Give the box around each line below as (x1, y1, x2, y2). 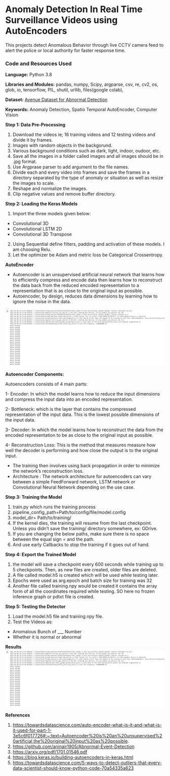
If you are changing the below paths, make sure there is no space (12, 531, 149, 537)
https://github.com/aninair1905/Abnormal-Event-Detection (12, 743, 135, 750)
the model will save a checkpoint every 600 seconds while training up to (12, 561, 163, 567)
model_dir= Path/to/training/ (12, 514, 72, 521)
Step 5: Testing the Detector (5, 603, 66, 610)
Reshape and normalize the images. (12, 185, 88, 191)
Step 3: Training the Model (5, 494, 62, 500)
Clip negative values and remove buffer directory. (12, 191, 116, 197)
